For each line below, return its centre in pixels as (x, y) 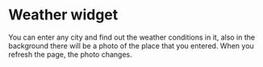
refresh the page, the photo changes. (70, 54)
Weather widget (63, 15)
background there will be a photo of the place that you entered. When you (131, 45)
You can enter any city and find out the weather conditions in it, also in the (132, 37)
